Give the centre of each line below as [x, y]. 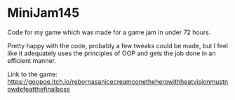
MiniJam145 [43, 13]
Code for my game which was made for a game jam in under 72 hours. [109, 32]
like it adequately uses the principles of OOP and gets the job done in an [112, 53]
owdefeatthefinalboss [39, 89]
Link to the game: [32, 74]
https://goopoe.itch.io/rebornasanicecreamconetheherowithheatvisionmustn [118, 81]
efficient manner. [32, 60]
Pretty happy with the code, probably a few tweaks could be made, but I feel [117, 45]
